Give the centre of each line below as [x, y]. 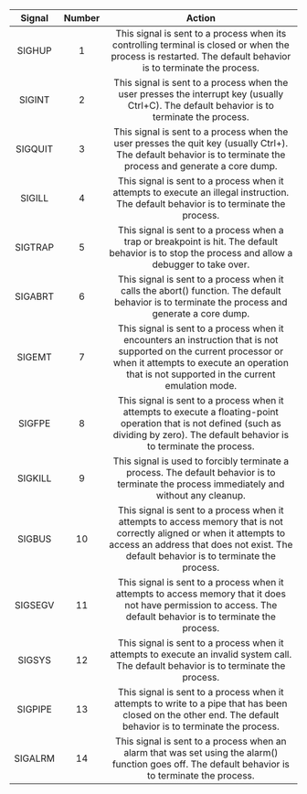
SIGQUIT [34, 149]
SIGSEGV [34, 605]
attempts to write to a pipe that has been [201, 703]
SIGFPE [34, 423]
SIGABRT [35, 296]
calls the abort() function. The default [201, 290]
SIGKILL [34, 478]
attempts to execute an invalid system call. [201, 655]
